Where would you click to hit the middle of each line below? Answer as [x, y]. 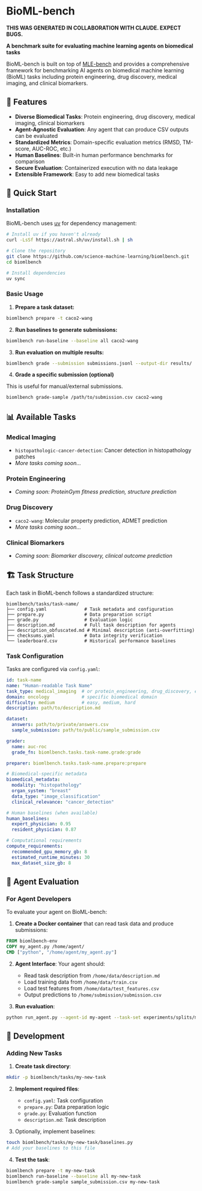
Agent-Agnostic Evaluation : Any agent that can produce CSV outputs [102, 129]
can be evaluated [36, 136]
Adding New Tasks [34, 1054]
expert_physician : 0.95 [41, 824]
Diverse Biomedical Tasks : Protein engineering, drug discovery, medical [105, 116]
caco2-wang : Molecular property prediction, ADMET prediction [91, 520]
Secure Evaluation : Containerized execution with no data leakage [96, 167]
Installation [23, 210]
